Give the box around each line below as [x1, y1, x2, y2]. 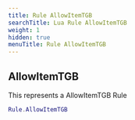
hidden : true [8, 33, 51, 42]
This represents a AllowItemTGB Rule [8, 90, 127, 100]
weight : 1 [8, 26, 41, 34]
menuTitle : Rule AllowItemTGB [8, 41, 107, 49]
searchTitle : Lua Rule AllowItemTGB [8, 19, 127, 27]
